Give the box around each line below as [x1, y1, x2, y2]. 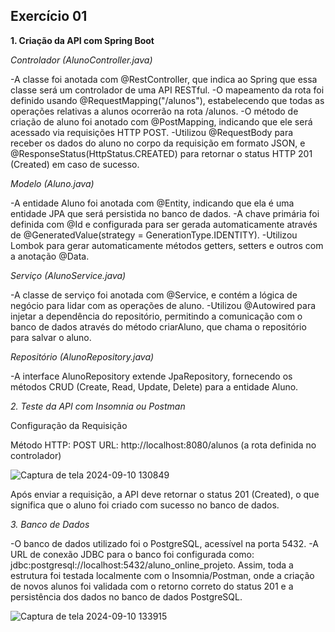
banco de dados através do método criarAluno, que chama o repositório [10, 320, 307, 333]
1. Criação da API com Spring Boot [10, 34, 155, 46]
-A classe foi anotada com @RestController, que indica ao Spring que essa [10, 73, 318, 85]
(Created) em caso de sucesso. [10, 158, 140, 170]
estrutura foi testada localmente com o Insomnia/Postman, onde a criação [10, 569, 315, 581]
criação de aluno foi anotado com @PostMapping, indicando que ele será [10, 115, 313, 128]
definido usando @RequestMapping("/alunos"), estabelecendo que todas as [10, 94, 325, 106]
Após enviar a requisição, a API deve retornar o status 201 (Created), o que [10, 488, 320, 500]
